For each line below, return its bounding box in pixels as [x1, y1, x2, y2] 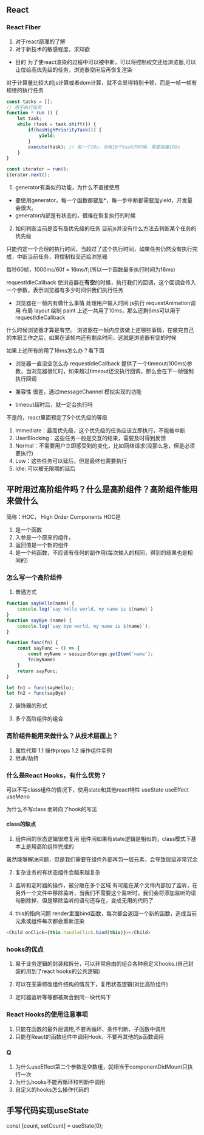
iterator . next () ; [6, 172, 50, 178]
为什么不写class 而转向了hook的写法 [6, 805, 97, 812]
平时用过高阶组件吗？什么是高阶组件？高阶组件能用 [6, 484, 198, 495]
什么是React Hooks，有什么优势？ [6, 771, 107, 779]
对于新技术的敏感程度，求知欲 [15, 45, 90, 52]
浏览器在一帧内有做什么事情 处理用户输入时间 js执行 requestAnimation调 [15, 300, 196, 307]
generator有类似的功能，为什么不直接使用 [15, 184, 120, 191]
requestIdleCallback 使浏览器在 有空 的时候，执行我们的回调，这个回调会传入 [6, 279, 196, 286]
